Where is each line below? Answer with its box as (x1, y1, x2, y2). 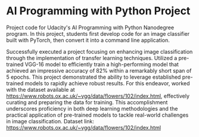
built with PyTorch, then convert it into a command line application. (6, 36, 170, 43)
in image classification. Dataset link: (6, 117, 94, 124)
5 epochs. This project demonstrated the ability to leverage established (6, 73, 181, 80)
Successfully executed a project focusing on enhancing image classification (6, 48, 193, 55)
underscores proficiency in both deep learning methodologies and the (6, 105, 178, 112)
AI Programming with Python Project (6, 4, 191, 18)
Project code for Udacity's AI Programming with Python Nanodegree (6, 24, 175, 31)
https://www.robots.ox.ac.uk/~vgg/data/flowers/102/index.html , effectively (6, 92, 189, 99)
